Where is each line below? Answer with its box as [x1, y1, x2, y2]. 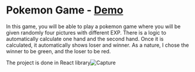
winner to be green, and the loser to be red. [6, 47, 111, 54]
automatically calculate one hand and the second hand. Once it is [6, 35, 164, 42]
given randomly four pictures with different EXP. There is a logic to [6, 29, 167, 36]
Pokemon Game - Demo [6, 4, 124, 17]
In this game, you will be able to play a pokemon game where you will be [6, 23, 181, 30]
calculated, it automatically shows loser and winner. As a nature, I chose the [6, 42, 189, 49]
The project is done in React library [6, 59, 91, 66]
